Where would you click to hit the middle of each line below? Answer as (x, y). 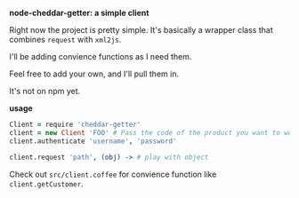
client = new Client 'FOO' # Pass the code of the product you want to (145, 132)
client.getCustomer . (46, 183)
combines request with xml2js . (65, 40)
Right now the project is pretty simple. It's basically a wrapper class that (141, 30)
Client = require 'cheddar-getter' (75, 124)
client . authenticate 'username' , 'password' (93, 141)
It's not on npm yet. (45, 91)
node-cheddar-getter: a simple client (79, 13)
